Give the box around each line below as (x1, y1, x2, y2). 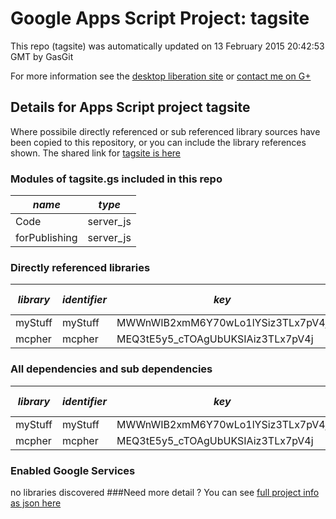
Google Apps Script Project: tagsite (10, 7, 310, 30)
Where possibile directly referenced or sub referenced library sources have (10, 125, 321, 137)
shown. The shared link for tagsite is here (10, 147, 181, 159)
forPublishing (15, 231, 78, 245)
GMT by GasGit (10, 50, 74, 62)
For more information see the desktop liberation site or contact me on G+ (10, 70, 312, 82)
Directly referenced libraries (10, 260, 151, 274)
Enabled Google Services (10, 463, 136, 477)
